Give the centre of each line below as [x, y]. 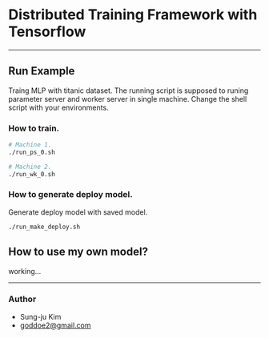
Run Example [42, 71]
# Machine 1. [30, 145]
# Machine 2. [30, 167]
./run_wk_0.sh [32, 174]
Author [22, 300]
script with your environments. [59, 107]
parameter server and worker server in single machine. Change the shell [128, 99]
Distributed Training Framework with [133, 15]
